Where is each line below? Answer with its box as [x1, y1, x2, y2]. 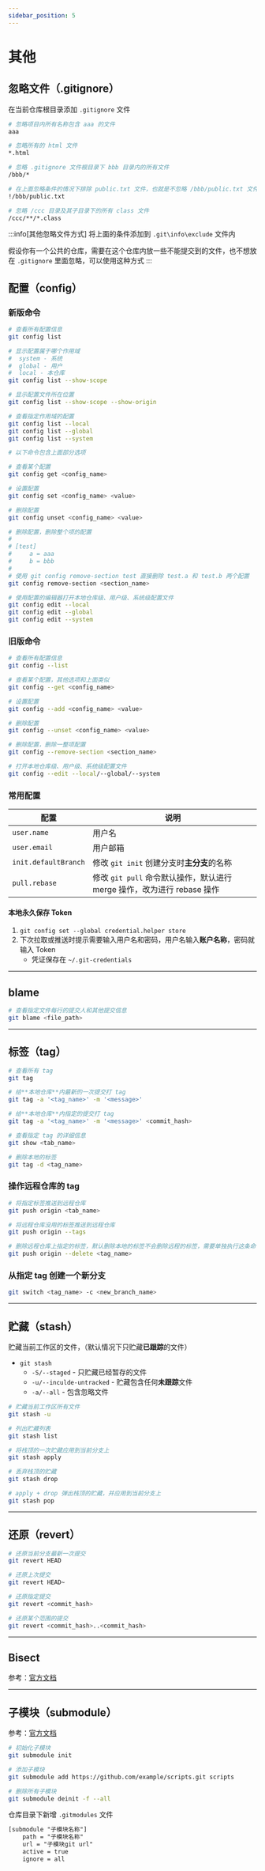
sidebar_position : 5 [8, 11, 77, 20]
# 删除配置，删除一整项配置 [8, 741, 87, 749]
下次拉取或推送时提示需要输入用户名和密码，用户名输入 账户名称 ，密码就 [19, 935, 255, 945]
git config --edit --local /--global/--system [8, 769, 160, 777]
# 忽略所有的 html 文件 [8, 142, 78, 150]
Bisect [8, 1650, 40, 1665]
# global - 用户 [8, 361, 63, 370]
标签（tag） [8, 1045, 67, 1059]
